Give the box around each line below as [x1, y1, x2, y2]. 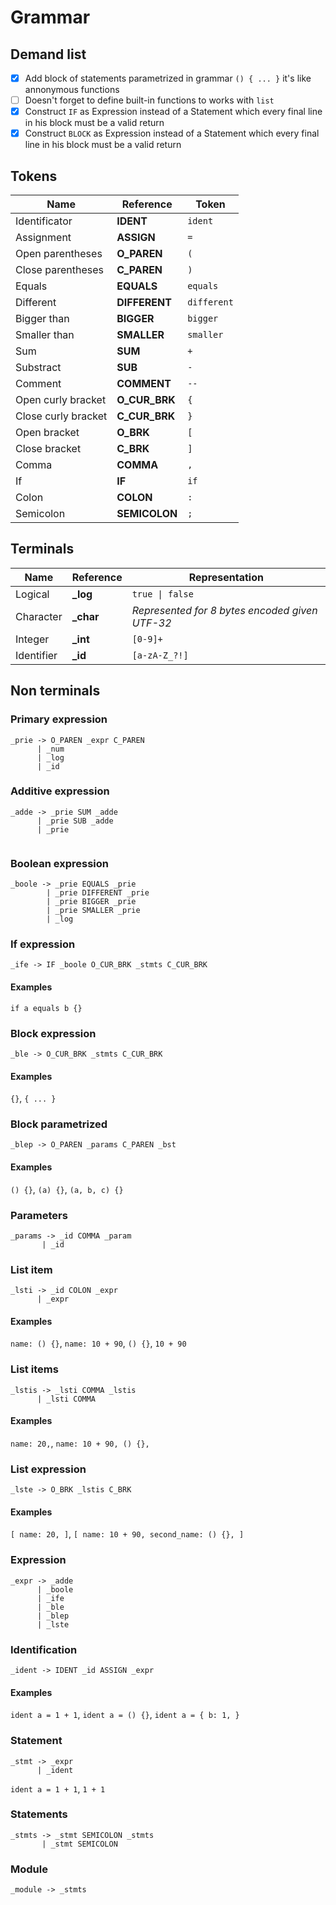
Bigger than [15, 312, 70, 326]
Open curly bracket [15, 393, 107, 407]
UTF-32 [131, 616, 172, 630]
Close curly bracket [15, 409, 108, 423]
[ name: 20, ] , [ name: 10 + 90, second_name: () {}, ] [10, 1528, 245, 1540]
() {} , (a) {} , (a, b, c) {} [10, 1183, 124, 1195]
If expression [10, 937, 76, 951]
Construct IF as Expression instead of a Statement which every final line [24, 106, 323, 118]
